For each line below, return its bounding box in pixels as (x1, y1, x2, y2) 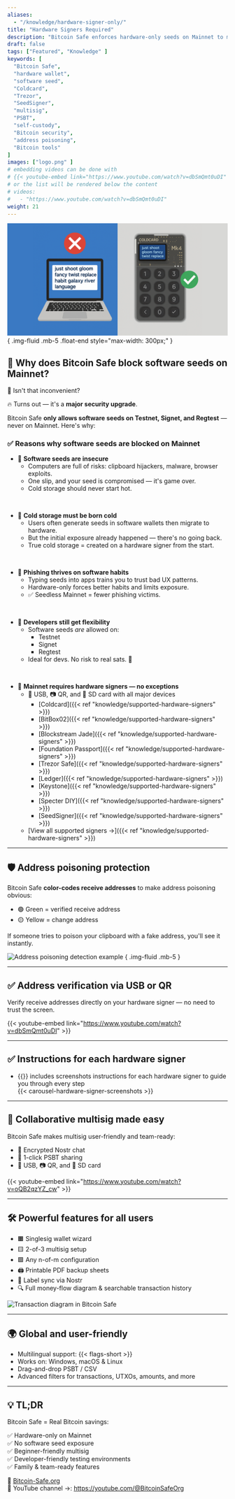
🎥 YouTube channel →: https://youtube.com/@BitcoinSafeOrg (7, 1484, 184, 1493)
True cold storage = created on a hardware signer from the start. (27, 541, 215, 550)
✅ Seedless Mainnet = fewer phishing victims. (27, 591, 161, 599)
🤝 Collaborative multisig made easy (7, 1114, 165, 1126)
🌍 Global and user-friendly (7, 1328, 128, 1340)
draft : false (7, 41, 45, 48)
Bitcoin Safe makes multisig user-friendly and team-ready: (7, 1132, 176, 1140)
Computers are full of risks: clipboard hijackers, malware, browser (27, 462, 218, 471)
